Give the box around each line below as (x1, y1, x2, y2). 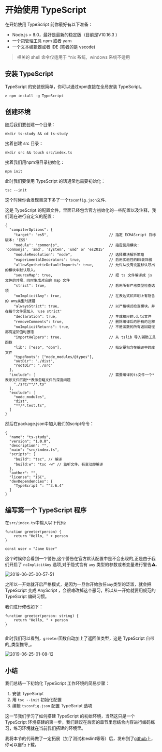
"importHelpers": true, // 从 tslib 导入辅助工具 (14, 335, 156, 340)
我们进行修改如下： (5, 604, 44, 610)
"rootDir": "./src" (14, 363, 53, 368)
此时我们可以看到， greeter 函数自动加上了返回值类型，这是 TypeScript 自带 (5, 635, 155, 641)
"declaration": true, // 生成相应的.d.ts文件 (14, 314, 152, 319)
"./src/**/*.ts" (14, 382, 47, 387)
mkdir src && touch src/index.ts (5, 150, 73, 155)
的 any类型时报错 (5, 298, 35, 304)
